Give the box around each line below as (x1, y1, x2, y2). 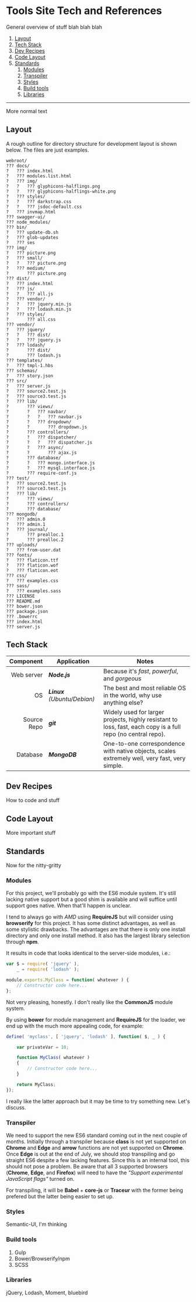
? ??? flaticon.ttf (6, 557, 59, 563)
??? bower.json (6, 603, 43, 609)
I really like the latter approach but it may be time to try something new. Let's (6, 1098, 190, 1105)
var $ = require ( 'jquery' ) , (6, 961, 80, 967)
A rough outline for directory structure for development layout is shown (6, 140, 177, 147)
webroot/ (6, 157, 27, 163)
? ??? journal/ (6, 526, 48, 532)
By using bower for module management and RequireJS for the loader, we (6, 1016, 185, 1023)
